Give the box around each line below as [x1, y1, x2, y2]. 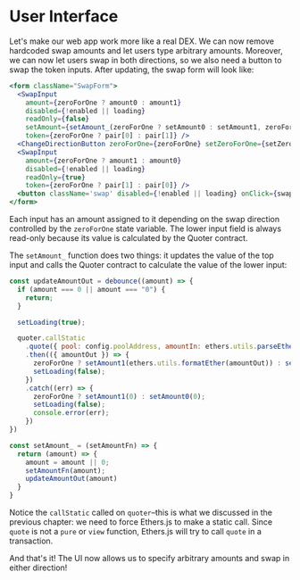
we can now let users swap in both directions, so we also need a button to [9, 54, 282, 65]
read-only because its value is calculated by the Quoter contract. [9, 233, 248, 244]
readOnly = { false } [25, 114, 90, 124]
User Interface [9, 6, 119, 27]
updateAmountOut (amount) [25, 475, 118, 484]
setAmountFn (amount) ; [25, 466, 105, 475]
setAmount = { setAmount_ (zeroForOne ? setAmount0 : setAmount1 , [25, 123, 262, 132]
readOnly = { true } [25, 172, 87, 182]
